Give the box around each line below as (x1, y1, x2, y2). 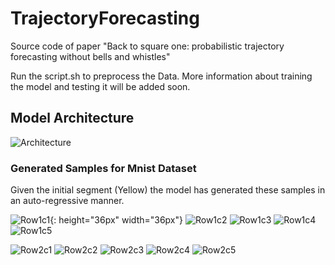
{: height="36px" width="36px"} (49, 214, 184, 226)
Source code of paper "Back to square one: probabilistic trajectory (10, 40, 285, 52)
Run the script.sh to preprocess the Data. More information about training (10, 70, 313, 82)
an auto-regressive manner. (10, 195, 125, 207)
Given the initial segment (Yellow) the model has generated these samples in (10, 184, 326, 196)
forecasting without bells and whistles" (10, 50, 171, 62)
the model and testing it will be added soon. (10, 80, 191, 92)
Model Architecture (10, 110, 135, 127)
